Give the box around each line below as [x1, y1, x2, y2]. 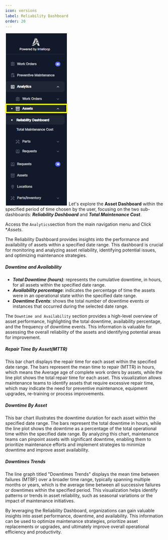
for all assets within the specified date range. [12, 282, 106, 288]
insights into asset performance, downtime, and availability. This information [5, 513, 163, 519]
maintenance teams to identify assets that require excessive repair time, [5, 380, 154, 386]
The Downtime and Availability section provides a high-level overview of [5, 313, 158, 319]
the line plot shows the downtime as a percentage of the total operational [5, 425, 157, 432]
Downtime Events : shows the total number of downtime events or [12, 298, 149, 304]
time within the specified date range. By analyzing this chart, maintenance [5, 431, 159, 437]
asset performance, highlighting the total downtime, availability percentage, [5, 318, 162, 324]
